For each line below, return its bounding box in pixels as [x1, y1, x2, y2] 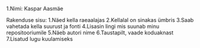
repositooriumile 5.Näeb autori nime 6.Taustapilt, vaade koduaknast [6, 29, 173, 36]
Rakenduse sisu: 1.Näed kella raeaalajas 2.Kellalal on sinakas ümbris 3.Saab [6, 17, 194, 23]
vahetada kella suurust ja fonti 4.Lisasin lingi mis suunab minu [6, 23, 160, 30]
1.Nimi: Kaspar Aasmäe [6, 5, 63, 12]
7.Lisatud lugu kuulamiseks [6, 36, 73, 42]
